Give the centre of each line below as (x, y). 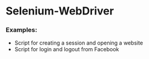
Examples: (22, 30)
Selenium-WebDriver (60, 11)
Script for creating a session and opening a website (79, 43)
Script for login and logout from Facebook (67, 49)
